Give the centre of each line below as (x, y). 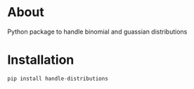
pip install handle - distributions (58, 78)
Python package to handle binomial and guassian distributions (97, 32)
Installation (41, 60)
